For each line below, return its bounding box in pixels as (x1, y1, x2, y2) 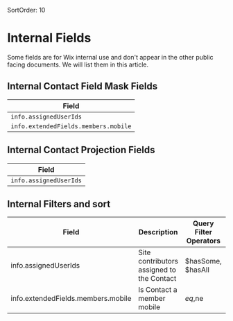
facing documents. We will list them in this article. (7, 60, 149, 69)
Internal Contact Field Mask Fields (7, 80, 158, 92)
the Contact (138, 274, 177, 284)
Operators (186, 236, 221, 245)
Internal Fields (7, 31, 92, 46)
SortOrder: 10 (7, 6, 46, 14)
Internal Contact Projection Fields (7, 144, 155, 156)
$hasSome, (184, 257, 222, 266)
